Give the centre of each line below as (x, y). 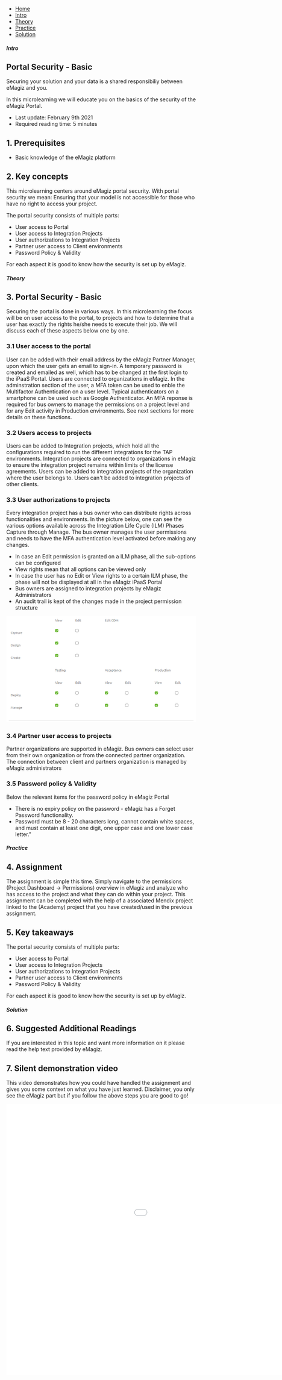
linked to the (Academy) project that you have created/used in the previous (99, 907)
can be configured (38, 563)
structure (26, 608)
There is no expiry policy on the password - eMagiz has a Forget (95, 808)
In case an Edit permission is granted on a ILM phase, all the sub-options (105, 557)
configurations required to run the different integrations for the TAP (89, 452)
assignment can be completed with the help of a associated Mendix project (100, 901)
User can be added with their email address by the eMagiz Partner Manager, (101, 359)
